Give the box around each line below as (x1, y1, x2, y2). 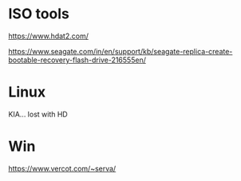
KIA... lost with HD (8, 109, 68, 119)
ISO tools (8, 5, 69, 23)
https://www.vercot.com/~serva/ (8, 163, 117, 173)
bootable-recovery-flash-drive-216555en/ (8, 55, 146, 65)
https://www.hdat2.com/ (8, 31, 89, 41)
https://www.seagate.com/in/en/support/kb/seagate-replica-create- (8, 46, 233, 56)
